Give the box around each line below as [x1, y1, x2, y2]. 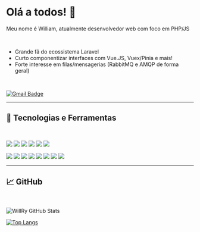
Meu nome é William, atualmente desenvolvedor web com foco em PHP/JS [6, 25, 190, 32]
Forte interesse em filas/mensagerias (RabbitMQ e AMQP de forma [14, 61, 179, 68]
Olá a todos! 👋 [6, 5, 76, 19]
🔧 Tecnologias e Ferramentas [6, 113, 117, 123]
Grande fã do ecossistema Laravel [14, 48, 99, 55]
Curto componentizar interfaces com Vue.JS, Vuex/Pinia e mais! [14, 54, 173, 61]
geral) [14, 67, 30, 74]
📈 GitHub [6, 177, 43, 187]
